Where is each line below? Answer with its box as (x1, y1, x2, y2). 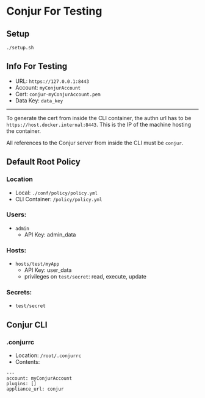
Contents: (15, 358, 40, 366)
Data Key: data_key (15, 96, 63, 104)
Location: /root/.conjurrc (15, 352, 82, 359)
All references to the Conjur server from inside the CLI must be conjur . (6, 139, 184, 146)
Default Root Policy (6, 157, 81, 167)
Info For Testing (6, 61, 68, 71)
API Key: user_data (24, 266, 72, 274)
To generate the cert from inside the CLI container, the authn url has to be (6, 114, 192, 121)
